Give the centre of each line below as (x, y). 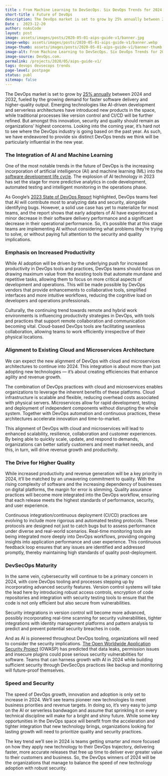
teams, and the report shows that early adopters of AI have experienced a (81, 213)
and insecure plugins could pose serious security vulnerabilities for (74, 654)
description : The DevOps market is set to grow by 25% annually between (82, 19)
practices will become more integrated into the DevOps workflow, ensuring (82, 495)
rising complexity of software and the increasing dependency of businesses (83, 484)
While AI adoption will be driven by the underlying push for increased (76, 263)
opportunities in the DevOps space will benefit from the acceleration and (80, 721)
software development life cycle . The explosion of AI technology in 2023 (80, 176)
